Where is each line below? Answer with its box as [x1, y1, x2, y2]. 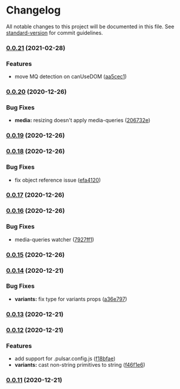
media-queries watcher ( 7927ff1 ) [14, 236, 94, 243]
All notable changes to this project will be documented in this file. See [6, 23, 175, 30]
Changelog [6, 4, 61, 17]
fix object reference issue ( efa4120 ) [14, 176, 101, 183]
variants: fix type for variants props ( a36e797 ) [14, 295, 127, 303]
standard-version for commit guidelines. [6, 29, 103, 36]
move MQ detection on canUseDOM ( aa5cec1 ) [14, 73, 127, 80]
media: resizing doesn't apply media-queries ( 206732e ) [14, 117, 151, 124]
